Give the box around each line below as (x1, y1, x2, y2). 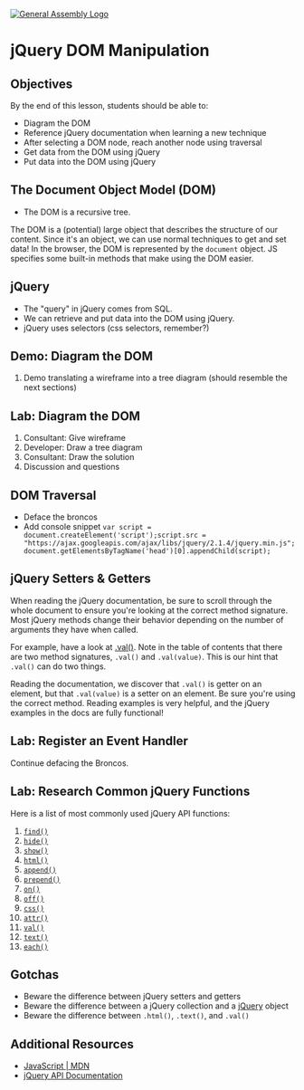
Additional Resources (10, 1037, 134, 1052)
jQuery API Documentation (23, 1070, 123, 1081)
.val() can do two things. (10, 661, 107, 672)
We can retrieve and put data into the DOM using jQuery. (23, 312, 235, 323)
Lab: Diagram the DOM (10, 408, 141, 424)
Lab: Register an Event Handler (10, 733, 188, 749)
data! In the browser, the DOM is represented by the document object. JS (10, 243, 279, 253)
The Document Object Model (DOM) (10, 182, 216, 198)
